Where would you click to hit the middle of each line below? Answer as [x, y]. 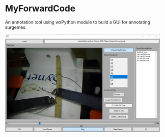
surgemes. [16, 27]
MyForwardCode [40, 9]
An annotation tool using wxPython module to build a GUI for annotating [78, 22]
